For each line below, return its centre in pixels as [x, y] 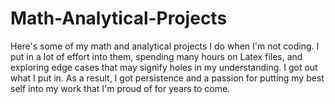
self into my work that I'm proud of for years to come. [120, 88]
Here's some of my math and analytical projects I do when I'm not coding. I [165, 46]
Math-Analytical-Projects [119, 18]
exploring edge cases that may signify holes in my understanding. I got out [164, 67]
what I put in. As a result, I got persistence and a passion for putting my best [167, 78]
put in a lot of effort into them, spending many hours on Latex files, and [156, 56]
